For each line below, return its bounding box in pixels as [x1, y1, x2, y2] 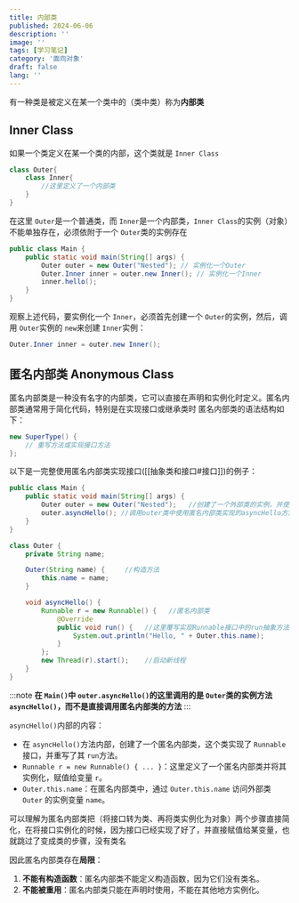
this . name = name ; [41, 574, 109, 583]
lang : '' [9, 71, 42, 80]
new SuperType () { [9, 432, 77, 441]
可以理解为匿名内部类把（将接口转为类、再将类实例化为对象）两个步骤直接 [9, 813, 282, 824]
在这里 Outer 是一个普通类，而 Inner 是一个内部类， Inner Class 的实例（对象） [9, 215, 289, 226]
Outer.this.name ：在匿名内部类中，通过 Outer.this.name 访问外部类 [21, 783, 271, 794]
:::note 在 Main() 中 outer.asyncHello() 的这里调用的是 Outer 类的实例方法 [9, 689, 273, 700]
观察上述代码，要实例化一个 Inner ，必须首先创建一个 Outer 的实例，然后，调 [9, 311, 287, 322]
